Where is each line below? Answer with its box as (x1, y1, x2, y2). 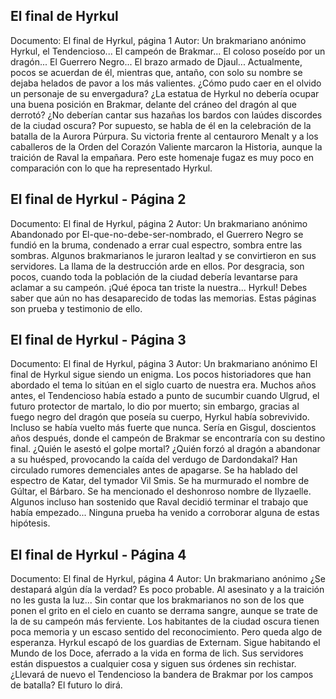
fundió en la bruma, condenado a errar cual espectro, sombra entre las (10, 239, 303, 251)
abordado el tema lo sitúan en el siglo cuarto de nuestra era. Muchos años (10, 379, 317, 391)
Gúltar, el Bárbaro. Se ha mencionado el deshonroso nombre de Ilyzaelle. (10, 485, 312, 498)
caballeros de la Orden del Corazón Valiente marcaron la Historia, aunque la (10, 140, 323, 153)
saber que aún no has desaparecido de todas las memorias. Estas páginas (10, 292, 317, 304)
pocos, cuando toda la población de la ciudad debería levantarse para (10, 270, 298, 283)
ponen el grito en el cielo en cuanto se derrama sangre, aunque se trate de (10, 605, 318, 617)
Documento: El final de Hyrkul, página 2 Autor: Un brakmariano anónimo (10, 217, 308, 229)
